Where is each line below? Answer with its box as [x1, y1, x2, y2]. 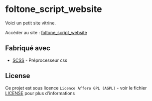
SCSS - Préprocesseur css [12, 57, 67, 63]
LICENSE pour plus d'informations [5, 90, 75, 96]
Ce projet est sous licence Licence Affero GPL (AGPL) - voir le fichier [5, 85, 147, 91]
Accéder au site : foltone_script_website [5, 29, 87, 35]
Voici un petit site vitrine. [5, 20, 56, 26]
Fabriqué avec [5, 44, 51, 53]
